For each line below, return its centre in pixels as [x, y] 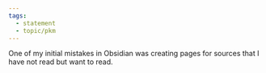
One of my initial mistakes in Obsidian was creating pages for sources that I [134, 54]
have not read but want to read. [61, 62]
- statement [36, 23]
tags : [17, 16]
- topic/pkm [36, 30]
